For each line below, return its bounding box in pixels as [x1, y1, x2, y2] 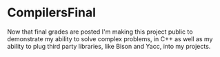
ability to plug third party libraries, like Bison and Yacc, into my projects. [7, 42, 211, 50]
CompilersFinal [7, 5, 97, 21]
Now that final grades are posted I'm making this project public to [7, 27, 193, 36]
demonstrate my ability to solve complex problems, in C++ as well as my [7, 34, 213, 43]
